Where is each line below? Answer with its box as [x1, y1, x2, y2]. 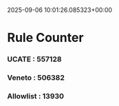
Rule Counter [7, 30, 84, 45]
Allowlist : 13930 [7, 91, 64, 100]
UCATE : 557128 [7, 54, 62, 64]
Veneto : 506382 [7, 73, 65, 83]
